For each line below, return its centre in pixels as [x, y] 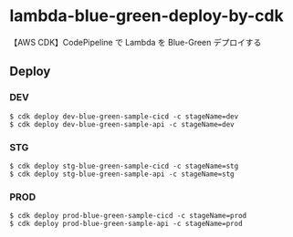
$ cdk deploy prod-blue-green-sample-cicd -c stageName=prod [128, 216]
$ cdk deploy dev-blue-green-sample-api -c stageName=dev [122, 124]
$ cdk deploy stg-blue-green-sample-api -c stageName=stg [122, 174]
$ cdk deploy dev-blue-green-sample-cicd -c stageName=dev [124, 116]
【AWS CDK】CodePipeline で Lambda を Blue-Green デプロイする [136, 42]
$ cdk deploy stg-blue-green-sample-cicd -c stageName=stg [124, 166]
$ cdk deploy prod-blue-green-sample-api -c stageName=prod [126, 224]
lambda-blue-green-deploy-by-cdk [147, 16]
